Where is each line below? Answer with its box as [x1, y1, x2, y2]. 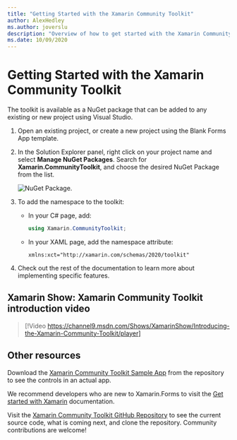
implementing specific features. [17, 271, 110, 280]
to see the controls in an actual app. [7, 376, 111, 384]
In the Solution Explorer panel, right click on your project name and [17, 148, 212, 156]
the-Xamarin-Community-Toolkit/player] [24, 329, 141, 338]
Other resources [7, 350, 81, 362]
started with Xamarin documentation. [7, 397, 115, 405]
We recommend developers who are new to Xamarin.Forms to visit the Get [7, 389, 224, 398]
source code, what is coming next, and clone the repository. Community [7, 418, 217, 427]
